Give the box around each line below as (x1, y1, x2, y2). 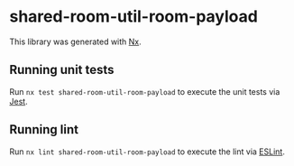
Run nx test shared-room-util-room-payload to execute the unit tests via (9, 86, 280, 97)
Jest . (9, 96, 29, 106)
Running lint (9, 122, 79, 137)
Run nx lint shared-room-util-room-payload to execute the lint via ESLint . (9, 146, 286, 157)
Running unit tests (9, 62, 115, 78)
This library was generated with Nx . (9, 36, 142, 47)
